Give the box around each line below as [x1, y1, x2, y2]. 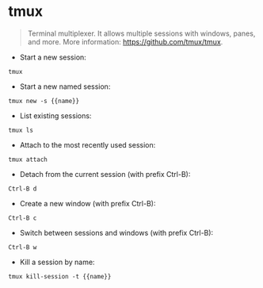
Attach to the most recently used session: [19, 140, 156, 149]
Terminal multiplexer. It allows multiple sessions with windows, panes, [27, 29, 256, 38]
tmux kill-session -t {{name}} [8, 272, 112, 280]
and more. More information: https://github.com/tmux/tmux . [27, 36, 223, 46]
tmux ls [8, 126, 34, 134]
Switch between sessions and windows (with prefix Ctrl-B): [19, 228, 214, 237]
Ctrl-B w [8, 243, 37, 252]
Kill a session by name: [19, 257, 95, 267]
